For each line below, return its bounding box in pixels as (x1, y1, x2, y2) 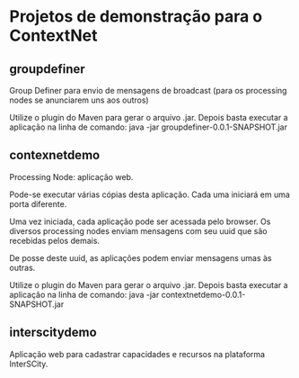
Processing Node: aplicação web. (9, 171, 134, 182)
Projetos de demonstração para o (9, 6, 263, 27)
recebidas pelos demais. (9, 235, 101, 246)
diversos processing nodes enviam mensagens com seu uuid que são (9, 225, 268, 236)
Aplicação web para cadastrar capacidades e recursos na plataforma (9, 348, 266, 359)
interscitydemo (9, 325, 97, 340)
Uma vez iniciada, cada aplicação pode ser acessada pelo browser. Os (9, 216, 271, 227)
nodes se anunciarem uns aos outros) (9, 94, 150, 105)
